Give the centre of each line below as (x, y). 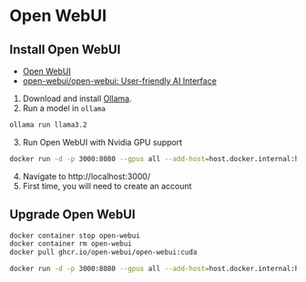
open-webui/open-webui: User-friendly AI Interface (119, 81)
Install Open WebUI (65, 50)
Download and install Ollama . (77, 98)
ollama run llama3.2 (49, 125)
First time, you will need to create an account (107, 186)
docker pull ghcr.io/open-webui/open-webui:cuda (103, 252)
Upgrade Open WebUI (72, 215)
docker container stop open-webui (75, 236)
